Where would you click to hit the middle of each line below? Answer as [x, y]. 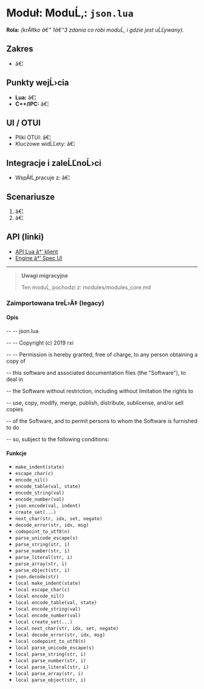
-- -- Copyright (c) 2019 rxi [40, 343]
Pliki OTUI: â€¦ [33, 137]
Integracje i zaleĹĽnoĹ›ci [54, 163]
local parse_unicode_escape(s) [55, 648]
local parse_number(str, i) [50, 661]
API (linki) [25, 237]
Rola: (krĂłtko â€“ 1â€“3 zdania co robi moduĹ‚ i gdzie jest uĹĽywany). [95, 30]
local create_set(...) [44, 622]
